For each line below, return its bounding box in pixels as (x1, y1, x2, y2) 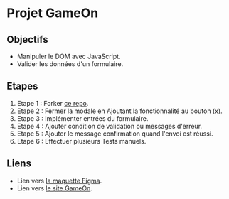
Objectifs (6, 33, 49, 45)
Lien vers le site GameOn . (16, 183, 93, 193)
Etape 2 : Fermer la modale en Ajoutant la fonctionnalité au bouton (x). (16, 107, 223, 115)
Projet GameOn (6, 5, 99, 21)
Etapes (6, 80, 38, 92)
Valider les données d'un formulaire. (16, 60, 124, 68)
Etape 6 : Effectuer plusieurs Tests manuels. (16, 136, 147, 145)
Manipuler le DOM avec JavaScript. (16, 52, 122, 60)
